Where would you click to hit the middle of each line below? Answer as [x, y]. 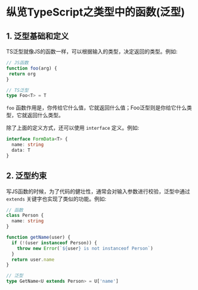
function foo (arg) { [32, 68]
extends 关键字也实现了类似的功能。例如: [56, 199]
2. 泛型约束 [27, 176]
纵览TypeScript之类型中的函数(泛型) [96, 12]
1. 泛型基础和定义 [38, 36]
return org [22, 74]
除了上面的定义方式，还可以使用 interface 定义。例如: [73, 128]
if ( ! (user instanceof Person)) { [54, 243]
